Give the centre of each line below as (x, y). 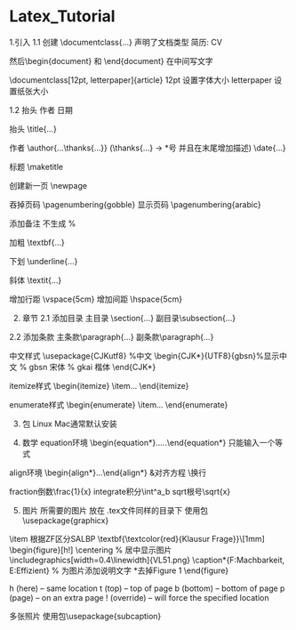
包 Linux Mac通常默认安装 (69, 424)
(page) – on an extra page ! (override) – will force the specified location (139, 597)
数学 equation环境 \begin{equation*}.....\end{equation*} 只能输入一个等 (152, 442)
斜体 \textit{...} (36, 280)
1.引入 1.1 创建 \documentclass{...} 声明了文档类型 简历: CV (116, 42)
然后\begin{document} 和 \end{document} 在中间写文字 (111, 61)
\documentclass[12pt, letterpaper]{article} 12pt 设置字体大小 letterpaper (141, 80)
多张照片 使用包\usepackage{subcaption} (85, 616)
